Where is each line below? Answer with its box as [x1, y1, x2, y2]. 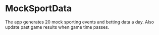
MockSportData [5, 3, 72, 14]
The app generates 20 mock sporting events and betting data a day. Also [5, 19, 155, 25]
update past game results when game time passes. [5, 24, 109, 30]
